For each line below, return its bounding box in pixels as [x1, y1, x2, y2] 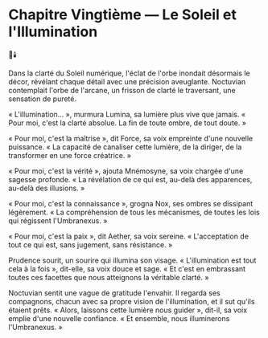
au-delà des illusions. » [8, 183, 85, 193]
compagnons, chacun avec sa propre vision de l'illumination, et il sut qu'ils [8, 296, 255, 306]
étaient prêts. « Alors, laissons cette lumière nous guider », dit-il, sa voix [8, 305, 248, 315]
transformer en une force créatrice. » [8, 150, 131, 160]
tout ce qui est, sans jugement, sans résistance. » [8, 239, 173, 250]
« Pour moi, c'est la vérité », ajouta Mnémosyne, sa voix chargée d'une [8, 166, 244, 176]
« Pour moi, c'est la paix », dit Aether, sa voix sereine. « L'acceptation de [8, 231, 249, 241]
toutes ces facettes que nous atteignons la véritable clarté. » [8, 272, 209, 282]
